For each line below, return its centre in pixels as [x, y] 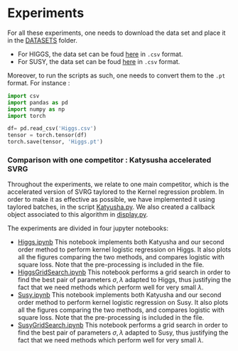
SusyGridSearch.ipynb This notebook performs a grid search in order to [123, 325]
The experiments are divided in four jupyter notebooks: [88, 228]
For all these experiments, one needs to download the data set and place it [117, 33]
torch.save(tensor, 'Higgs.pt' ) [55, 142]
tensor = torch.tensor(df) [47, 135]
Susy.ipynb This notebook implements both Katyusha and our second [119, 295]
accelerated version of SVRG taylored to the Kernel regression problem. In [116, 192]
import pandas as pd [38, 102]
